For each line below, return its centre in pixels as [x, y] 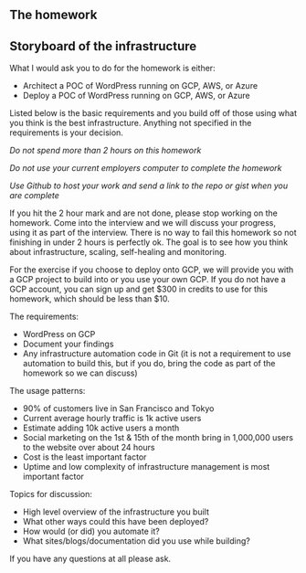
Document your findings [68, 344]
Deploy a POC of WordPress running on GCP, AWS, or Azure [137, 96]
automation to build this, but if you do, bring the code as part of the [149, 364]
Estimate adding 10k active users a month [101, 428]
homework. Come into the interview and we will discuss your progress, [143, 223]
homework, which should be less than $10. [90, 299]
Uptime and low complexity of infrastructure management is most [146, 467]
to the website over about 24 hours [89, 448]
